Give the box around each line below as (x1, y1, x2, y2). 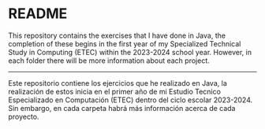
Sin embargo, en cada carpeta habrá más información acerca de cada (8, 103, 236, 112)
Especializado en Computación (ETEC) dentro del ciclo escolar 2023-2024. (8, 95, 253, 105)
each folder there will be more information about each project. (8, 56, 211, 65)
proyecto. (8, 112, 39, 121)
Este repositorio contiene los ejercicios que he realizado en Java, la (8, 78, 227, 87)
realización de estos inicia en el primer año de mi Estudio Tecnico (8, 87, 221, 96)
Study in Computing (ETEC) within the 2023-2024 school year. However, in (8, 47, 252, 57)
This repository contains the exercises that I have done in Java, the (8, 31, 226, 40)
